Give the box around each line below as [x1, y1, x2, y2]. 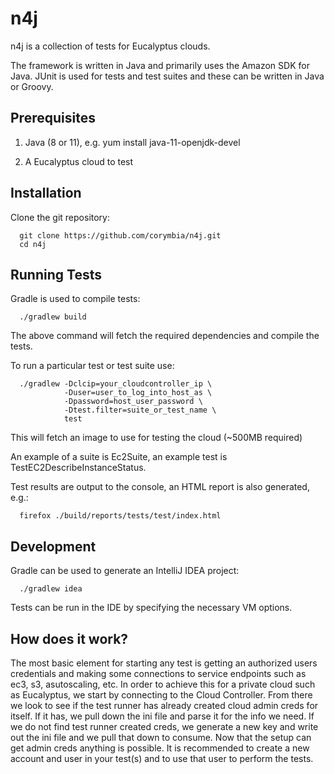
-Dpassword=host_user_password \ [63, 397, 203, 407]
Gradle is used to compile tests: [10, 293, 141, 305]
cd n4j [19, 239, 47, 249]
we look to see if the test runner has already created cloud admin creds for [10, 700, 319, 711]
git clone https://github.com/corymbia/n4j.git [19, 230, 222, 241]
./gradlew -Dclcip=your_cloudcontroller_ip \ [19, 379, 213, 389]
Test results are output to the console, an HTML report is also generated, [10, 481, 310, 493]
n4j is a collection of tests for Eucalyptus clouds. [10, 40, 211, 52]
